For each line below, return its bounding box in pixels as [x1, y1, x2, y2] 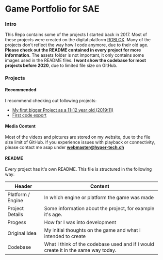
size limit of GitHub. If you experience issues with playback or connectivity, [5, 139, 155, 145]
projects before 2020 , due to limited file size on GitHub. [5, 63, 117, 68]
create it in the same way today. [44, 247, 116, 254]
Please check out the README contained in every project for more [5, 47, 141, 53]
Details [7, 211, 23, 218]
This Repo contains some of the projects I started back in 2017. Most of [5, 32, 147, 37]
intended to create [44, 233, 86, 240]
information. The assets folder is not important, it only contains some [5, 52, 144, 58]
